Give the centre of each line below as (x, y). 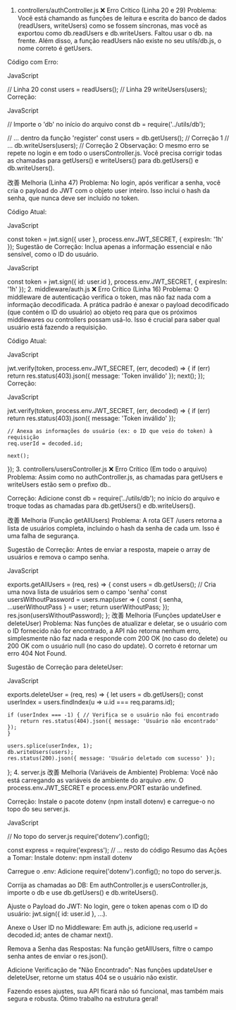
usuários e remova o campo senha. (58, 557)
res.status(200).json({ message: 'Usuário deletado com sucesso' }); (112, 758)
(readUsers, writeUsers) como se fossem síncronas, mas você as (112, 25)
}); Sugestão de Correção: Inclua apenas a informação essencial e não (110, 246)
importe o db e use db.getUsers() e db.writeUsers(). (83, 893)
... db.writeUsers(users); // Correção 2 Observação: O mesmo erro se (108, 145)
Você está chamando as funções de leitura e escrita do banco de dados (122, 18)
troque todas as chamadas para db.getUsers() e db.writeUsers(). (101, 506)
